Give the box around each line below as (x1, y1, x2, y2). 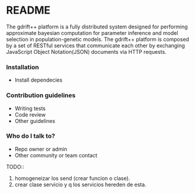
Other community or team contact (14, 151, 97, 159)
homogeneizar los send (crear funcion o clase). (14, 174, 131, 182)
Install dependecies (14, 76, 63, 83)
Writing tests (14, 105, 46, 112)
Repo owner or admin (14, 145, 67, 153)
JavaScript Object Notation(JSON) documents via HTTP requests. (6, 48, 167, 55)
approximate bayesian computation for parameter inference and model (6, 29, 178, 36)
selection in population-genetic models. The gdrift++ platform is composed (6, 35, 189, 43)
